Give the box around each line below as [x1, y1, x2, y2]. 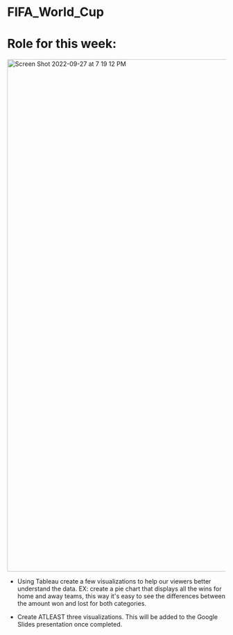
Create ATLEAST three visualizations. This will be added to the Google [17, 613, 218, 621]
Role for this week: [7, 36, 116, 52]
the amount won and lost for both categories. [17, 600, 147, 608]
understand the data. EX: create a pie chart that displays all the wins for [17, 584, 222, 593]
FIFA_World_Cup [7, 4, 104, 20]
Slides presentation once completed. [17, 620, 123, 629]
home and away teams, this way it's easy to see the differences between [17, 592, 226, 600]
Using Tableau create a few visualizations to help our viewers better [17, 577, 212, 586]
